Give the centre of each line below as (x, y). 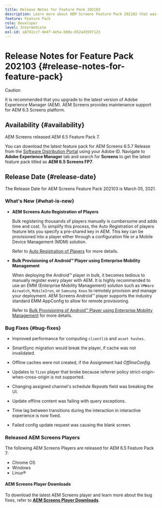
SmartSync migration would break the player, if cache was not (74, 348)
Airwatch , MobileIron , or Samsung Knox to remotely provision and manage (84, 290)
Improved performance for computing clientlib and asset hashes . (78, 339)
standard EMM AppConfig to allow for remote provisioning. (71, 301)
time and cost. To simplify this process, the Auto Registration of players (83, 226)
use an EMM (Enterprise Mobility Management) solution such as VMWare (83, 285)
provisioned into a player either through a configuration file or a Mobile (82, 236)
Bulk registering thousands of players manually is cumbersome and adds (85, 221)
